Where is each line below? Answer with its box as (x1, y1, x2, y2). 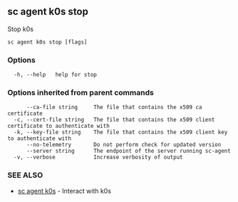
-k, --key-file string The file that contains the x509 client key (14, 128, 228, 136)
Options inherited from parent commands (7, 88, 155, 98)
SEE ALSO (7, 171, 43, 181)
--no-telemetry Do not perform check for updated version (26, 141, 222, 148)
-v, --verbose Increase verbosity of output (14, 153, 183, 161)
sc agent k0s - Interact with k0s (17, 186, 112, 195)
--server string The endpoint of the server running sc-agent (26, 148, 232, 155)
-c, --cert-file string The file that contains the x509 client (14, 116, 215, 123)
